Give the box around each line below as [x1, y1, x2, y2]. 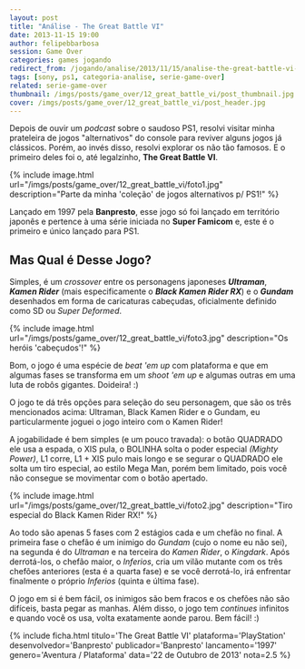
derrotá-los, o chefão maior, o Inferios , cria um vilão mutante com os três [9, 556, 283, 567]
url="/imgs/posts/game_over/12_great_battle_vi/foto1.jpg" [9, 179, 223, 190]
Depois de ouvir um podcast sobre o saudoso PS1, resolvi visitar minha [9, 123, 275, 134]
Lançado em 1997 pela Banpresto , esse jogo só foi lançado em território [9, 207, 280, 218]
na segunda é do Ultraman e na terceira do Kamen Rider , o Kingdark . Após [9, 547, 290, 558]
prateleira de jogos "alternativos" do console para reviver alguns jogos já [9, 133, 282, 144]
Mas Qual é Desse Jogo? [9, 252, 152, 268]
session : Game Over [9, 47, 84, 56]
